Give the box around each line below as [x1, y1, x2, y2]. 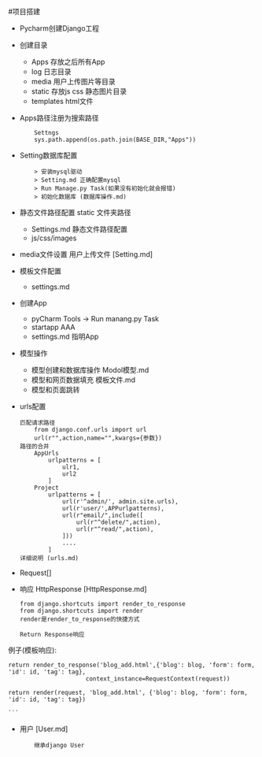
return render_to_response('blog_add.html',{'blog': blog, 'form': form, [8, 661, 256, 669]
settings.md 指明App [31, 332, 99, 341]
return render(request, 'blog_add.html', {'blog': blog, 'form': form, [8, 688, 248, 696]
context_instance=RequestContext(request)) [85, 675, 231, 683]
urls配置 [19, 402, 46, 411]
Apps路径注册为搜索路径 [19, 113, 99, 122]
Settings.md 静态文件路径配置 [31, 225, 128, 234]
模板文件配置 [19, 266, 61, 276]
